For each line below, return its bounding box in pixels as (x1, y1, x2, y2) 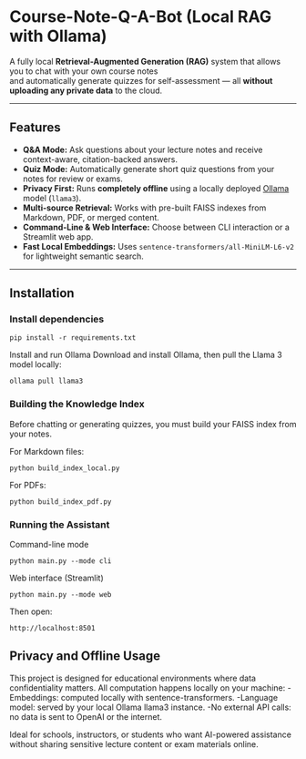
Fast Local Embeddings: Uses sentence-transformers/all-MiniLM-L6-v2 (22, 241, 294, 251)
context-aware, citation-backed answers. (22, 153, 178, 165)
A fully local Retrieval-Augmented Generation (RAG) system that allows (9, 56, 280, 67)
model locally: (9, 359, 62, 370)
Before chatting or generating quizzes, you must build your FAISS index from (9, 418, 297, 429)
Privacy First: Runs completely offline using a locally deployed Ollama (22, 182, 290, 193)
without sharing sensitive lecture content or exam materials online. (9, 738, 260, 749)
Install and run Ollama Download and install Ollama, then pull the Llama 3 (9, 349, 282, 361)
